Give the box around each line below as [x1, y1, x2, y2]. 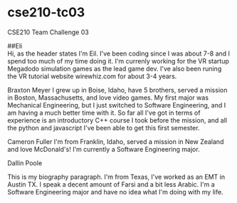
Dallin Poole [7, 158, 43, 167]
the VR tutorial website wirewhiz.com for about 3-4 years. [7, 72, 177, 80]
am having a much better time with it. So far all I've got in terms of [7, 108, 201, 117]
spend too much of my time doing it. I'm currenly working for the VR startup [7, 56, 230, 65]
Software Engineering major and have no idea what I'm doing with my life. [7, 187, 223, 196]
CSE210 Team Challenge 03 [7, 28, 89, 36]
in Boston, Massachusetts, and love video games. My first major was [7, 93, 209, 102]
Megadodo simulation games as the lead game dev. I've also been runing [7, 64, 222, 73]
